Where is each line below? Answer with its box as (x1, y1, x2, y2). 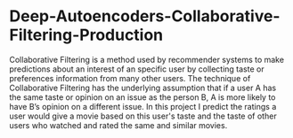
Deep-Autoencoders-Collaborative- (9, 6, 281, 27)
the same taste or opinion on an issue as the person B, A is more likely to (9, 91, 276, 103)
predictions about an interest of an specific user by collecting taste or (9, 64, 265, 74)
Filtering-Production (9, 25, 164, 45)
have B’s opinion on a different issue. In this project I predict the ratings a (9, 101, 277, 111)
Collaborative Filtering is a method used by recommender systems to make (9, 54, 285, 65)
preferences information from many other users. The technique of (9, 73, 251, 83)
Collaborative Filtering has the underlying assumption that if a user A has (9, 82, 277, 93)
